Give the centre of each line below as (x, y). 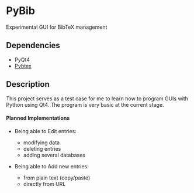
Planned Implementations (38, 118)
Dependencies (33, 45)
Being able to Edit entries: (46, 131)
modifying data (41, 143)
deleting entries (42, 148)
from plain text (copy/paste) (57, 178)
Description (28, 84)
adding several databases (54, 155)
